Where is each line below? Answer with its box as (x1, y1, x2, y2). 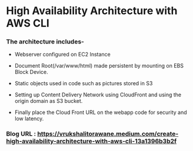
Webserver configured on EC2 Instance (14, 51, 111, 58)
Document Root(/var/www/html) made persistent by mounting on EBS (14, 62, 184, 69)
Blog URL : (6, 130, 36, 138)
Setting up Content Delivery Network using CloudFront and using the (14, 91, 181, 98)
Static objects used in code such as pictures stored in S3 (14, 80, 153, 87)
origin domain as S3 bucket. (14, 98, 83, 105)
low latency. (14, 115, 44, 122)
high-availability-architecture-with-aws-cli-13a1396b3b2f (6, 137, 177, 145)
